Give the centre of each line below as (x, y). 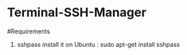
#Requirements (28, 31)
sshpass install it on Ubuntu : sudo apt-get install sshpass (98, 44)
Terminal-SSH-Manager (77, 13)
